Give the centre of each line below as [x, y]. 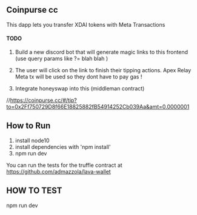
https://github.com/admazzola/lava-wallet [58, 171]
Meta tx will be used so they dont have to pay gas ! [78, 77]
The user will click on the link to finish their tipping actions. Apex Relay [103, 70]
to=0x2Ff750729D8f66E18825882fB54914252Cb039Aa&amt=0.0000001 [98, 107]
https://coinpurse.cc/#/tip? [44, 100]
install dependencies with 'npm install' [63, 147]
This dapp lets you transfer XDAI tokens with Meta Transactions [86, 24]
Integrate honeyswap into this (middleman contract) [80, 89]
